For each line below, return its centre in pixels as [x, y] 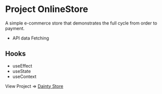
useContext [24, 76]
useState [21, 71]
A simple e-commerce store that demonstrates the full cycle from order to [81, 23]
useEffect [22, 65]
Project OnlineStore [47, 9]
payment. [15, 28]
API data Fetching [30, 38]
